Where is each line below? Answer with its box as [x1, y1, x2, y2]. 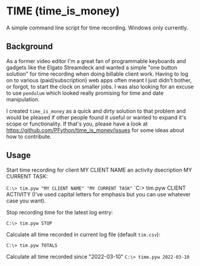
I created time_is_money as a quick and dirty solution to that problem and [6, 107, 186, 115]
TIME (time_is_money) [6, 4, 120, 18]
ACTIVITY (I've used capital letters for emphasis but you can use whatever [6, 190, 191, 198]
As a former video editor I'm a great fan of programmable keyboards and [6, 57, 186, 64]
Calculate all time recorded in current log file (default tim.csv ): [6, 231, 161, 238]
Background [6, 41, 53, 52]
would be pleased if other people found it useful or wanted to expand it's [6, 113, 187, 121]
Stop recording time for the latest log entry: [6, 208, 113, 216]
